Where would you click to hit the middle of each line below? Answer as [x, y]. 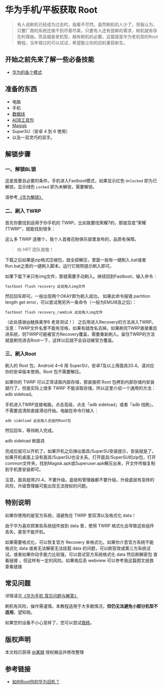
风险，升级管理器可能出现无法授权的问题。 [48, 486]
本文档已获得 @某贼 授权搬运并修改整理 [44, 652]
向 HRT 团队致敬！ [35, 249]
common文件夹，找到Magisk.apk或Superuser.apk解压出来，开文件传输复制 [80, 463]
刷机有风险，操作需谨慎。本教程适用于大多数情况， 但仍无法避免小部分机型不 [81, 606]
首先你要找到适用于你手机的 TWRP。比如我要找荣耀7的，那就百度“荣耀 [76, 223]
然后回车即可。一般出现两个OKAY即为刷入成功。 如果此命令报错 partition [78, 296]
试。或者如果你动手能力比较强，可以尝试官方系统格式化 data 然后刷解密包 [79, 554]
